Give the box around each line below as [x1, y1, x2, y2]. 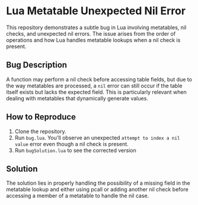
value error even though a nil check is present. [14, 140, 129, 147]
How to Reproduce [6, 112, 76, 122]
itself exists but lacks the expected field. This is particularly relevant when [6, 88, 187, 96]
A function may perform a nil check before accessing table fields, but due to [6, 75, 193, 83]
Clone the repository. [14, 128, 66, 135]
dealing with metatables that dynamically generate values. [6, 94, 148, 102]
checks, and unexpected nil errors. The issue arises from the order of [6, 30, 176, 37]
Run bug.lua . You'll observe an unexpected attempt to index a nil [14, 134, 180, 141]
